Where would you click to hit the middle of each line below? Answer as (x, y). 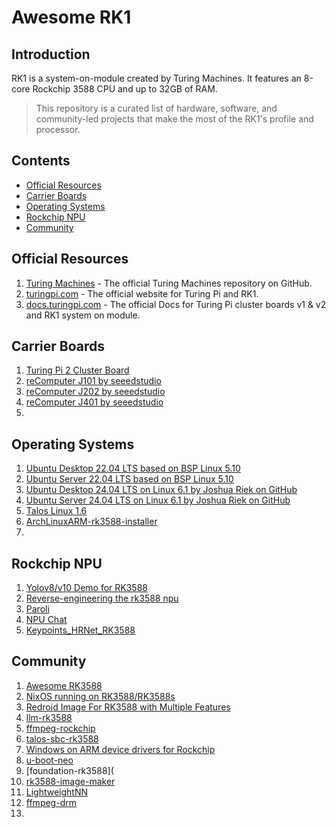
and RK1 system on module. (83, 315)
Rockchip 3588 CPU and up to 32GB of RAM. (125, 89)
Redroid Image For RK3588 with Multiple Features (128, 707)
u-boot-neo (49, 760)
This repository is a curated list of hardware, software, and (156, 108)
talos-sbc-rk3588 (62, 738)
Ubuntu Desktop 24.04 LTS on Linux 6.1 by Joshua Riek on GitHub (161, 490)
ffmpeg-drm (51, 802)
